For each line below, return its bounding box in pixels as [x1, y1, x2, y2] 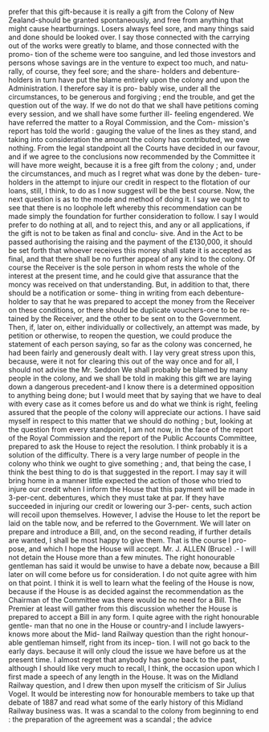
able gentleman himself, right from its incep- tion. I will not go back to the [8, 638, 251, 647]
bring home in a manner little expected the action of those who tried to [8, 476, 243, 485]
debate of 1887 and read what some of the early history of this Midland [8, 697, 243, 707]
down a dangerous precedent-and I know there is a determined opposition [8, 382, 255, 392]
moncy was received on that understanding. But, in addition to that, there [8, 280, 251, 289]
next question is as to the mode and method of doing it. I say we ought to [8, 194, 251, 204]
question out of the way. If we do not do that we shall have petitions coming [8, 100, 259, 110]
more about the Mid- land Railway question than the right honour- [31, 629, 249, 639]
